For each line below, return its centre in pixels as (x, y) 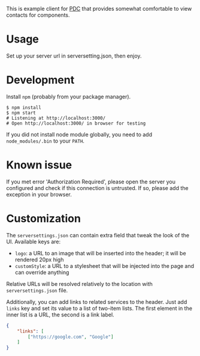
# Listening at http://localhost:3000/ (56, 118)
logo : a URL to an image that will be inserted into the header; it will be (101, 253)
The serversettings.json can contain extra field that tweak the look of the (98, 235)
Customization (43, 219)
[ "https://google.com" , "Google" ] (71, 337)
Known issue (39, 165)
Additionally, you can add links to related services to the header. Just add (97, 301)
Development (40, 80)
